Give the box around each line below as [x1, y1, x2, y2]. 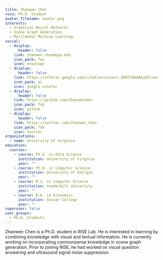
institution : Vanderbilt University [18, 184, 93, 188]
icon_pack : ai [14, 79, 42, 84]
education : [5, 143, 27, 148]
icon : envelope [14, 61, 45, 66]
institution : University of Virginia [18, 156, 95, 161]
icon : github [14, 107, 41, 112]
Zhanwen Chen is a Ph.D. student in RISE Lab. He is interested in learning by [5, 228, 159, 234]
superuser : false [5, 206, 41, 211]
